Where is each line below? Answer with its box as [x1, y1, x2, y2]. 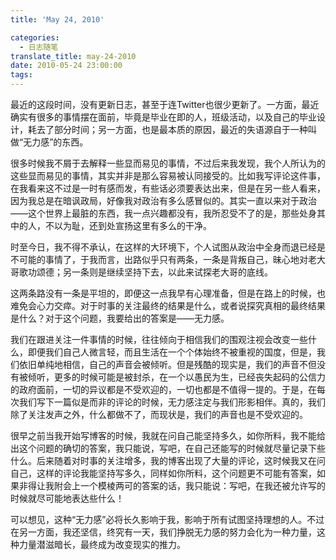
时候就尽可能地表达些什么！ [10, 492, 125, 504]
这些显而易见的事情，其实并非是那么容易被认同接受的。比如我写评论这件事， [10, 170, 326, 181]
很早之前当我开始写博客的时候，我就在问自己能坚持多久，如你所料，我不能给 [10, 430, 326, 441]
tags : [10, 70, 33, 80]
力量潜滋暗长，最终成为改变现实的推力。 [18, 539, 186, 550]
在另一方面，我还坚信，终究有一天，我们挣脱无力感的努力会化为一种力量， [10, 526, 317, 538]
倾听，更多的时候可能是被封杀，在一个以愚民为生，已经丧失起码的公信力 [27, 371, 326, 383]
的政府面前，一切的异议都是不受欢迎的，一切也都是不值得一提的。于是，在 [10, 384, 317, 395]
